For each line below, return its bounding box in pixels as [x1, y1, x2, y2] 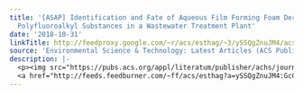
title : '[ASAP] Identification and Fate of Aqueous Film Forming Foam [9, 13, 280, 22]
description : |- [9, 55, 70, 64]
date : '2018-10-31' [9, 30, 83, 38]
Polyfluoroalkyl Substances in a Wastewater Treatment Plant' [17, 21, 256, 30]
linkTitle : [9, 38, 50, 47]
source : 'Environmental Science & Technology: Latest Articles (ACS [9, 47, 272, 56]
